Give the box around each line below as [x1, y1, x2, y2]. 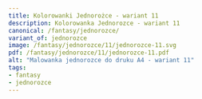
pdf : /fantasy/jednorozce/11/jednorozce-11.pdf [8, 49, 170, 57]
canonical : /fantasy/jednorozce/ [8, 26, 120, 34]
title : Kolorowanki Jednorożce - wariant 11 [8, 11, 159, 20]
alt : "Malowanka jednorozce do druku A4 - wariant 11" [8, 57, 195, 65]
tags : [8, 64, 26, 72]
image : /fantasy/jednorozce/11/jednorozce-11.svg [8, 42, 177, 49]
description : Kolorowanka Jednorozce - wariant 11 [8, 19, 180, 27]
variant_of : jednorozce [8, 34, 88, 42]
